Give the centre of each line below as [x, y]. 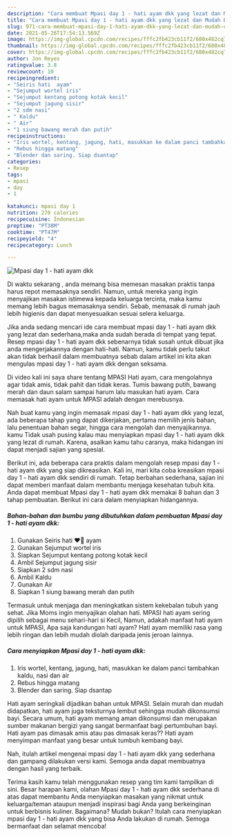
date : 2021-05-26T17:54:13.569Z [54, 33]
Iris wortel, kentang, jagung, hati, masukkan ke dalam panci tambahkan [118, 668]
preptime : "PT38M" [33, 226]
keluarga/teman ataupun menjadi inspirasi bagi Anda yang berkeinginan [109, 804]
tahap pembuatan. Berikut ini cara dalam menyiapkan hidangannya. [103, 500]
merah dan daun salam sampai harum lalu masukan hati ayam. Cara [103, 392]
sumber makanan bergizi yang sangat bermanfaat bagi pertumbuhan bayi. [113, 726]
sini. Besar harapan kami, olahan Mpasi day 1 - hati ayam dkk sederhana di [113, 790]
